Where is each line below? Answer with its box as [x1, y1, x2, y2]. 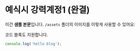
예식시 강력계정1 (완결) [5, 4, 90, 16]
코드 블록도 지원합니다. [5, 32, 48, 37]
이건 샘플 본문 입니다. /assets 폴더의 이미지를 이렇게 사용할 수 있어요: [5, 21, 135, 27]
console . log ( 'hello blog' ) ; [5, 41, 62, 46]
